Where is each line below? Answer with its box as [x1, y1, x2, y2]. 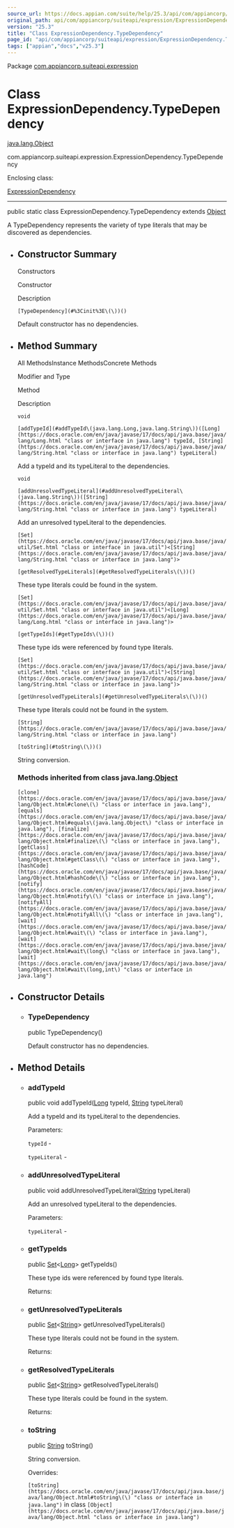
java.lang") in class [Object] [27, 1500, 113, 1508]
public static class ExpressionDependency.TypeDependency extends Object [7, 207, 226, 215]
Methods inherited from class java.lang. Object [17, 773, 178, 783]
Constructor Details [17, 991, 105, 1003]
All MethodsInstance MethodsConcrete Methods [17, 358, 157, 367]
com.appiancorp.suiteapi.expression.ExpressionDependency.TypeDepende [7, 152, 224, 161]
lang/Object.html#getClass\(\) [17, 856, 109, 863]
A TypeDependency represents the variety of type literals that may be [7, 221, 208, 229]
